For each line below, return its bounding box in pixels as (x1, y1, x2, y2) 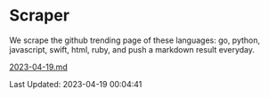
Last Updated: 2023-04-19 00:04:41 (9, 78, 143, 89)
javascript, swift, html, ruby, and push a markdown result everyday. (9, 44, 256, 54)
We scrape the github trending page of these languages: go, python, (9, 35, 261, 45)
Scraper (9, 5, 69, 26)
